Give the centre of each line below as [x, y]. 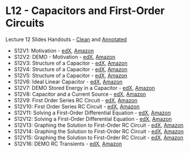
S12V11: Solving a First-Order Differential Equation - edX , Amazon [92, 113]
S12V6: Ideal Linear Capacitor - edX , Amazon [68, 81]
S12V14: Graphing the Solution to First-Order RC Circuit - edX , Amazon [99, 131]
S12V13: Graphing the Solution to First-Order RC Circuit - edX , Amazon [99, 125]
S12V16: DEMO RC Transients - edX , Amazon [68, 144]
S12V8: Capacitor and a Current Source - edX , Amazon [80, 94]
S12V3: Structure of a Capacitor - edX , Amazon [71, 63]
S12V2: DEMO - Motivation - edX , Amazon [65, 57]
